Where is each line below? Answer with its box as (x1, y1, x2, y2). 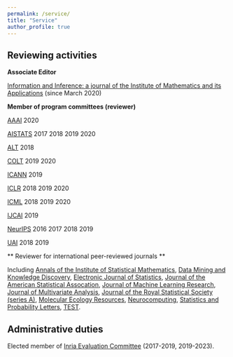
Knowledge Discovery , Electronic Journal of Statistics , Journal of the (7, 273, 206, 281)
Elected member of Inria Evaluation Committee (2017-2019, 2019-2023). (7, 342, 215, 350)
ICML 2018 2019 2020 (7, 198, 71, 206)
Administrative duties (7, 323, 104, 335)
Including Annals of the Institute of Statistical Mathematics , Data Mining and (7, 266, 226, 274)
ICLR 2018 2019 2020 (7, 184, 69, 193)
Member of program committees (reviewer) (7, 102, 136, 111)
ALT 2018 (7, 143, 34, 151)
